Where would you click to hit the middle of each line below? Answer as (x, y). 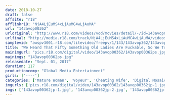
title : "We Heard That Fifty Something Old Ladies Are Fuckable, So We (82, 47)
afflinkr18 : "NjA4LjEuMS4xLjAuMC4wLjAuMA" (51, 24)
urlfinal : (16, 38)
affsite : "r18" (21, 19)
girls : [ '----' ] (22, 76)
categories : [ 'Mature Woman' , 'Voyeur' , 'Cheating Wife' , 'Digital (78, 80)
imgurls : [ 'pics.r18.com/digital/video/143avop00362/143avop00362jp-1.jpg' (87, 85)
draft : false (19, 15)
